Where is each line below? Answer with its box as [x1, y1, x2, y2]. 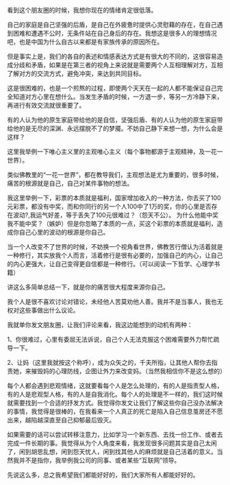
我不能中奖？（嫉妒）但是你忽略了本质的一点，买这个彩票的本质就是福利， [7, 220, 217, 228]
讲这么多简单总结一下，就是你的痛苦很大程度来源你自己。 [7, 283, 169, 291]
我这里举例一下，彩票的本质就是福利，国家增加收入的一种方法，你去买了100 [7, 194, 221, 202]
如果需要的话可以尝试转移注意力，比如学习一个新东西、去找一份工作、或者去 [7, 431, 223, 438]
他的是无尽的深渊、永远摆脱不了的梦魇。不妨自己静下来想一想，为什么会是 [12, 124, 223, 132]
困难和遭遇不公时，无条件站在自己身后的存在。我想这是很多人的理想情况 [12, 29, 217, 37]
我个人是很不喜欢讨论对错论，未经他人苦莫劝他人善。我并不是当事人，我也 [7, 298, 217, 305]
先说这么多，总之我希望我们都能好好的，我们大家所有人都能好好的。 [7, 471, 199, 479]
